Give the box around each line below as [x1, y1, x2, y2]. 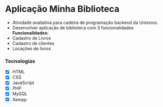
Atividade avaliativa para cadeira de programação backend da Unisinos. [12, 20, 159, 25]
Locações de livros [12, 45, 51, 51]
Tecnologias [5, 58, 35, 64]
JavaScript [12, 80, 34, 86]
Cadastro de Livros [12, 35, 51, 41]
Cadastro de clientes [12, 40, 55, 46]
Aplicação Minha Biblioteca [5, 3, 120, 15]
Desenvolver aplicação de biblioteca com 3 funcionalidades [12, 24, 134, 30]
